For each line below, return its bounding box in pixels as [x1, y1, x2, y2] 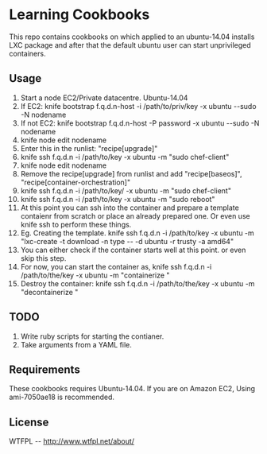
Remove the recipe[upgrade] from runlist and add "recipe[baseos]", [20, 169, 242, 178]
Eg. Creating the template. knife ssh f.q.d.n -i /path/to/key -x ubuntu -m [20, 228, 255, 238]
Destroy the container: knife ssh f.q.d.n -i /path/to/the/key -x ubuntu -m [20, 278, 255, 288]
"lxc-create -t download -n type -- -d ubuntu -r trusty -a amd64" [20, 236, 234, 246]
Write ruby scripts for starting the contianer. [20, 332, 164, 341]
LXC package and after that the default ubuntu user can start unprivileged [9, 40, 251, 49]
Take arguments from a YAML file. [20, 340, 132, 349]
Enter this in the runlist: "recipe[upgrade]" [20, 143, 158, 153]
